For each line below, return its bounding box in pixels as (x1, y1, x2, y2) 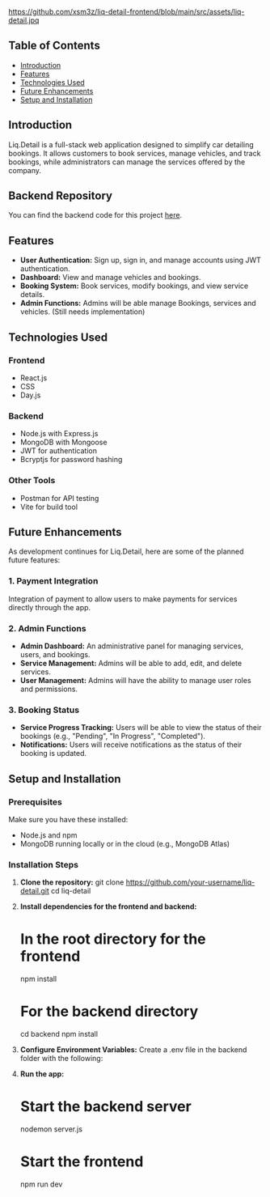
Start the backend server (19, 1097, 192, 1116)
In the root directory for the (19, 930, 206, 949)
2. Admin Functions (8, 622, 86, 634)
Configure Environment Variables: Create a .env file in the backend (19, 1045, 247, 1055)
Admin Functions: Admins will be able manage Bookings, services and (19, 299, 256, 308)
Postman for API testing (19, 493, 99, 503)
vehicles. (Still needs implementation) (19, 307, 146, 316)
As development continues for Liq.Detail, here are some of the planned (8, 546, 244, 557)
